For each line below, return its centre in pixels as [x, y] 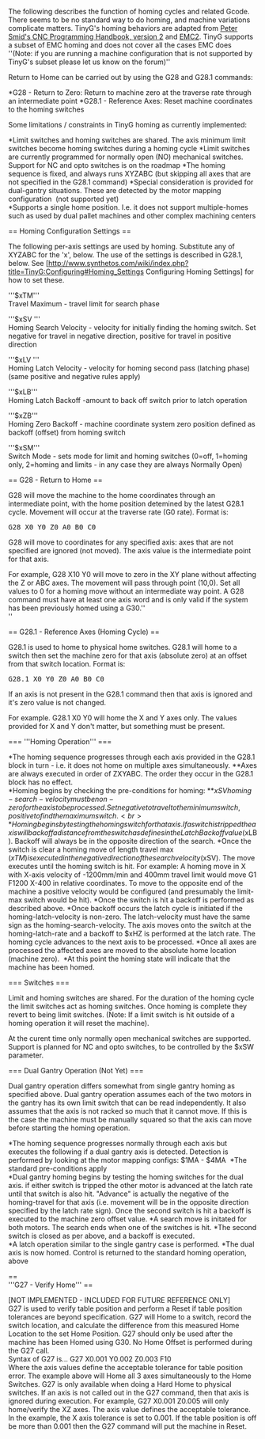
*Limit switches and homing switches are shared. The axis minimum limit [127, 140]
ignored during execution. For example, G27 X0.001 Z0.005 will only [119, 1401]
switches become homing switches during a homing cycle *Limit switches [129, 148]
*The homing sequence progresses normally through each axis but [118, 1143]
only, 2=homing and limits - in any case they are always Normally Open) [125, 465]
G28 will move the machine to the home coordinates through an [112, 495]
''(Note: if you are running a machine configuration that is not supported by [131, 53]
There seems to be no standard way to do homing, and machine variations [129, 20]
